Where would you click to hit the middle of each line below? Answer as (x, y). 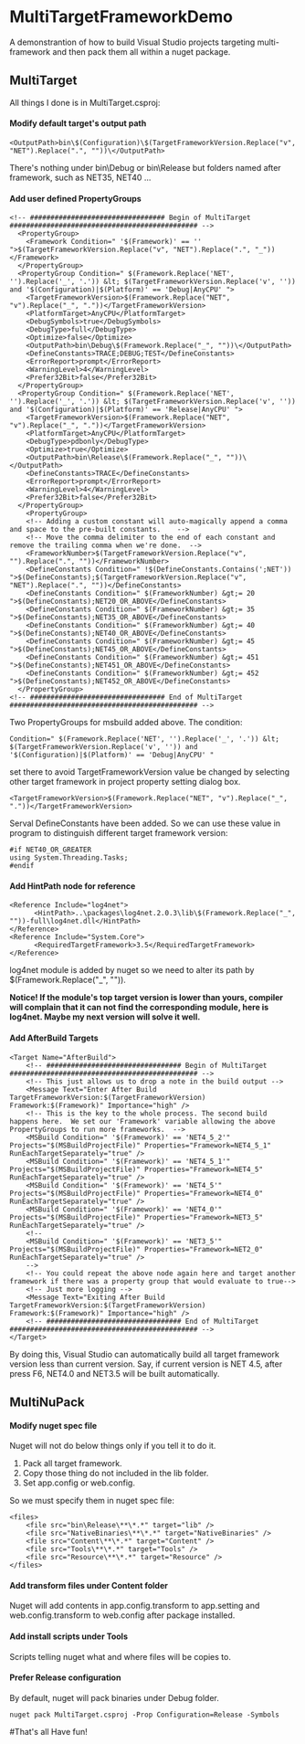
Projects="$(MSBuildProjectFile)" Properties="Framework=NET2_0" (136, 1249)
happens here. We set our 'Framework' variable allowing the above (142, 1121)
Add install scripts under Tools (68, 1636)
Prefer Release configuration (65, 1677)
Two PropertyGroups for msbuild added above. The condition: (126, 723)
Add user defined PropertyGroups (75, 198)
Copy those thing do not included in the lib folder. (116, 1474)
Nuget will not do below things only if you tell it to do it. (113, 1446)
